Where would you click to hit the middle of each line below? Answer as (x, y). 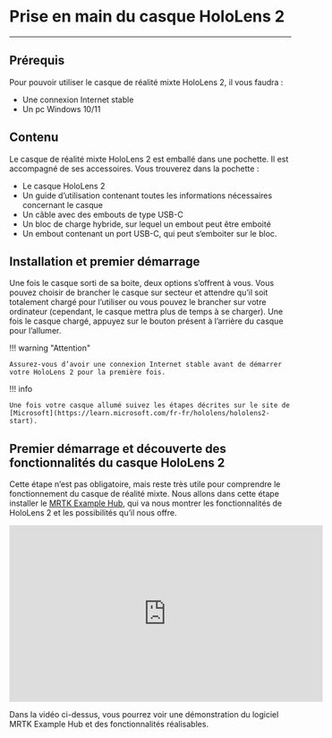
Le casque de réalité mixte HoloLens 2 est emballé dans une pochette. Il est (149, 159)
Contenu (34, 138)
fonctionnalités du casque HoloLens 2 (117, 462)
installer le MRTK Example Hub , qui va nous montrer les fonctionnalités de (146, 503)
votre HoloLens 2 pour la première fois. (88, 373)
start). (24, 421)
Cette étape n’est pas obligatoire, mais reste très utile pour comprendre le (145, 484)
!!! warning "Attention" (50, 348)
